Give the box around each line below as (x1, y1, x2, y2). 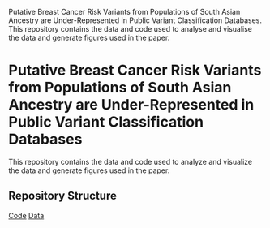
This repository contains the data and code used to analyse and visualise (8, 24, 253, 33)
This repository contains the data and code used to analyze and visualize (8, 157, 253, 166)
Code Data (8, 210, 45, 220)
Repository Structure (8, 189, 118, 203)
